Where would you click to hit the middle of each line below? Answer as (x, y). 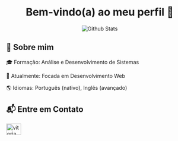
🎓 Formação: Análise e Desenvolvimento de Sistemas (73, 62)
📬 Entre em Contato (45, 109)
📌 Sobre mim (30, 47)
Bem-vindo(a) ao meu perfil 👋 (100, 12)
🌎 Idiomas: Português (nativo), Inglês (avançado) (67, 87)
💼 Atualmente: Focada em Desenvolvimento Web (66, 76)
